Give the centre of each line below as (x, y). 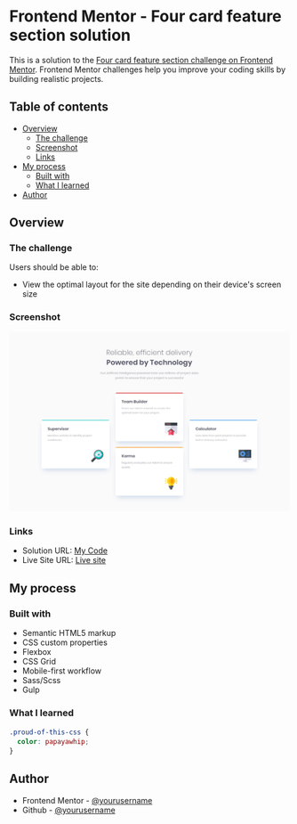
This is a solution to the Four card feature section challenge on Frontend (141, 60)
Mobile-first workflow (62, 671)
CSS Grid (39, 662)
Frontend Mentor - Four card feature (145, 16)
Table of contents (59, 107)
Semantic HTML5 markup (69, 633)
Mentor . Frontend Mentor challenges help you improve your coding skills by (148, 69)
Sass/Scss (41, 681)
